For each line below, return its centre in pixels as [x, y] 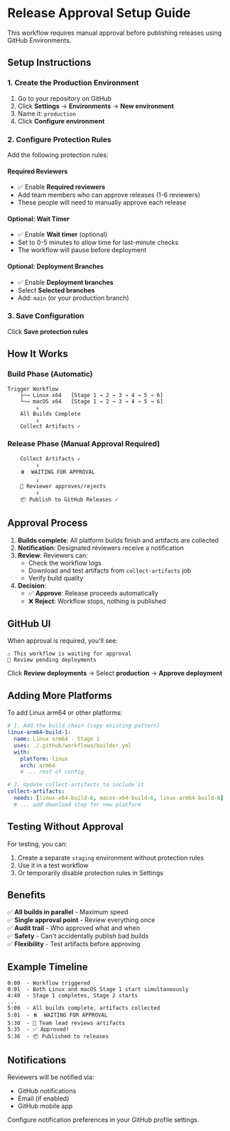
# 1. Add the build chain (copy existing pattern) [84, 726]
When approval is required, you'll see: [63, 641]
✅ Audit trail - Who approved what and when [74, 928]
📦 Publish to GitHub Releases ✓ [69, 499]
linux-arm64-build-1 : [39, 732]
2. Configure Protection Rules [59, 139]
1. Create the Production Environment [73, 83]
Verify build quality [56, 578]
